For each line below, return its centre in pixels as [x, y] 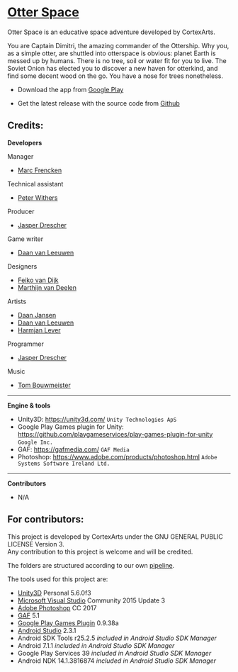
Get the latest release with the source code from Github [99, 103]
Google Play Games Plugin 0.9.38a [68, 623]
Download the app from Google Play [70, 89]
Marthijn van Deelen [47, 287]
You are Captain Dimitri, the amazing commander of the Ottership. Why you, [118, 45]
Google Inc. [35, 442]
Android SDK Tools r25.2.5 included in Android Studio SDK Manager [117, 638]
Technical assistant [35, 184]
